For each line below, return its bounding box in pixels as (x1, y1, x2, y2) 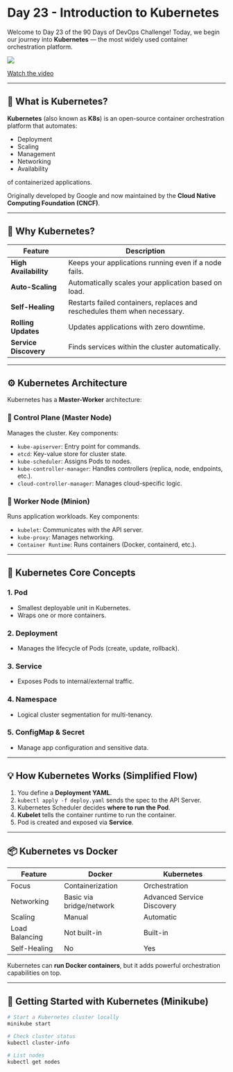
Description (126, 246, 165, 256)
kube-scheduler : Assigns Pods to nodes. (17, 457, 132, 465)
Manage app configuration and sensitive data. (17, 743, 149, 751)
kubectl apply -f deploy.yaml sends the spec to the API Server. (17, 796, 202, 804)
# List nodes (7, 1052, 45, 1059)
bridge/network (63, 901, 115, 911)
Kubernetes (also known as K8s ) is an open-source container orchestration (7, 114, 225, 122)
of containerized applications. (7, 178, 92, 186)
